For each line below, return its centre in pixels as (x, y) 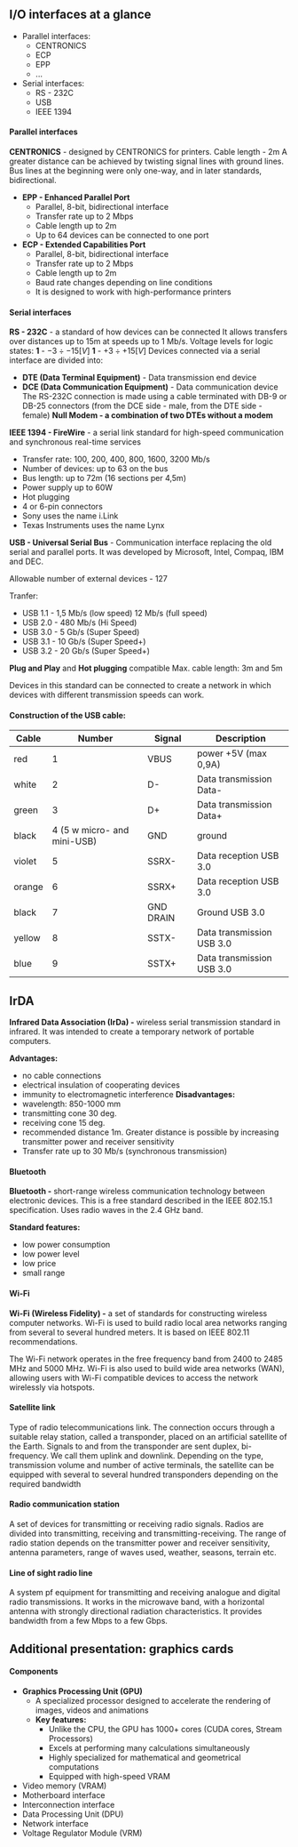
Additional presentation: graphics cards (122, 1649)
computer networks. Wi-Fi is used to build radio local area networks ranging (148, 1322)
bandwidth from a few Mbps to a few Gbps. (89, 1621)
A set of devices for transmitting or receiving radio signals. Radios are (137, 1524)
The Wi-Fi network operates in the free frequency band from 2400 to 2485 (146, 1359)
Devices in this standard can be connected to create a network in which (141, 686)
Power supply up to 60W (67, 487)
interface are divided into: (56, 360)
